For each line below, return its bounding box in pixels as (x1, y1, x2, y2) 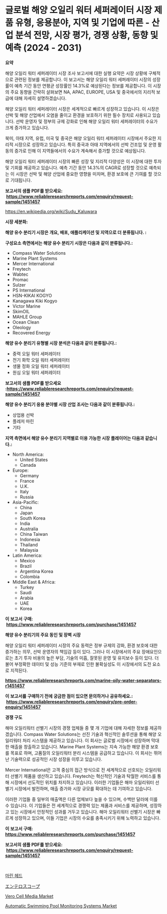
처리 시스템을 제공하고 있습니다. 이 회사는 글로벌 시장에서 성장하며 (22, 737, 151, 743)
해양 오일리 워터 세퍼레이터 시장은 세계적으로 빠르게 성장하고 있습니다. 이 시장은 (5, 106, 160, 112)
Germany (19, 472, 39, 478)
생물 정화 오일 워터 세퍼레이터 (12, 363, 70, 369)
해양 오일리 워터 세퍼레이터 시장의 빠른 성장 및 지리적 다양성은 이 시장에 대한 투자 (5, 158, 162, 164)
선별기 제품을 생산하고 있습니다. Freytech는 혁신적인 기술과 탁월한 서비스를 (10, 773, 156, 779)
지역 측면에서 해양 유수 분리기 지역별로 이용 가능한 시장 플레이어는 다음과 (5, 435, 145, 441)
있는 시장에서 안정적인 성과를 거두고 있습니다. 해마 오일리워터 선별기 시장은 (10, 808, 156, 814)
